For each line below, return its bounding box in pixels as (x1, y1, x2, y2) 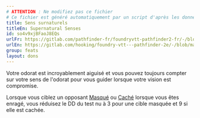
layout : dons (6, 53, 39, 59)
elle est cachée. (6, 106, 45, 113)
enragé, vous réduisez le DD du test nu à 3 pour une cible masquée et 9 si (6, 100, 188, 107)
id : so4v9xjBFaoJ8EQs (6, 31, 60, 37)
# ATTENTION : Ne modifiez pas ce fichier (6, 8, 113, 15)
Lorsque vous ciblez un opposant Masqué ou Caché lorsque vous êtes (6, 94, 180, 101)
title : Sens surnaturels (6, 20, 68, 26)
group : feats (6, 48, 39, 54)
